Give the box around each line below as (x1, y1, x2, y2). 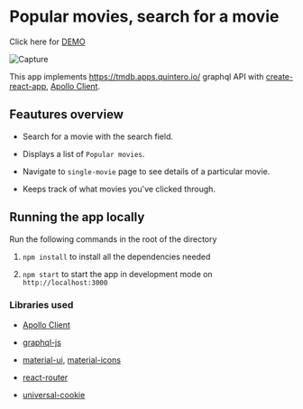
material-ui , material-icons (22, 354, 122, 365)
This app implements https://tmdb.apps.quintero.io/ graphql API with (9, 70, 264, 82)
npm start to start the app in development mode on (22, 268, 214, 279)
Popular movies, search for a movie (9, 6, 280, 27)
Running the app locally (9, 209, 145, 225)
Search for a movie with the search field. (22, 131, 174, 142)
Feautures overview (9, 107, 124, 123)
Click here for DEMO (9, 36, 86, 47)
